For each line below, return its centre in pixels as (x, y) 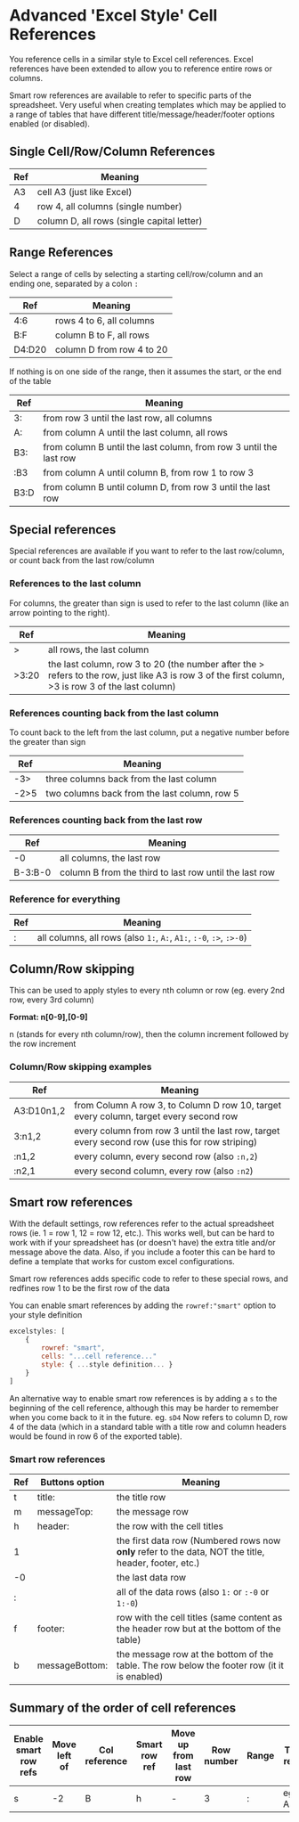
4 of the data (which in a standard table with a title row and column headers (148, 1426)
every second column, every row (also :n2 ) (164, 1171)
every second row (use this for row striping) (166, 1141)
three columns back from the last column (131, 779)
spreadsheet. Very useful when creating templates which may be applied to (148, 104)
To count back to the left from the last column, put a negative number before (149, 732)
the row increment (43, 1044)
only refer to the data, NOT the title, (190, 1551)
